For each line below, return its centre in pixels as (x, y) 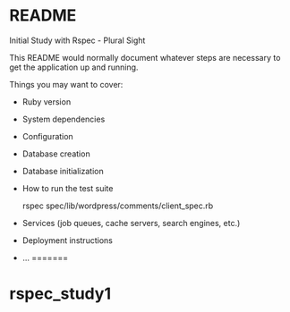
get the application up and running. (74, 67)
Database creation (56, 154)
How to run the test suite (68, 188)
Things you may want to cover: (66, 84)
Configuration (47, 136)
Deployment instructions (68, 240)
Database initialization (63, 171)
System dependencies (64, 119)
